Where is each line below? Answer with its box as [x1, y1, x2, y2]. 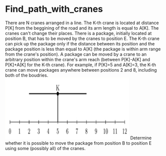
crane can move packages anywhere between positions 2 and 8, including [5, 67, 157, 73]
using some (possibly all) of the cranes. [5, 145, 86, 151]
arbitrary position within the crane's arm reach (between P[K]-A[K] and [5, 56, 150, 62]
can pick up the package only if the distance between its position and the [5, 40, 155, 46]
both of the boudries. [5, 72, 49, 78]
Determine [130, 135, 152, 141]
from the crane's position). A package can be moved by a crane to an [5, 51, 147, 57]
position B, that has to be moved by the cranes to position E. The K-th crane [5, 36, 160, 41]
